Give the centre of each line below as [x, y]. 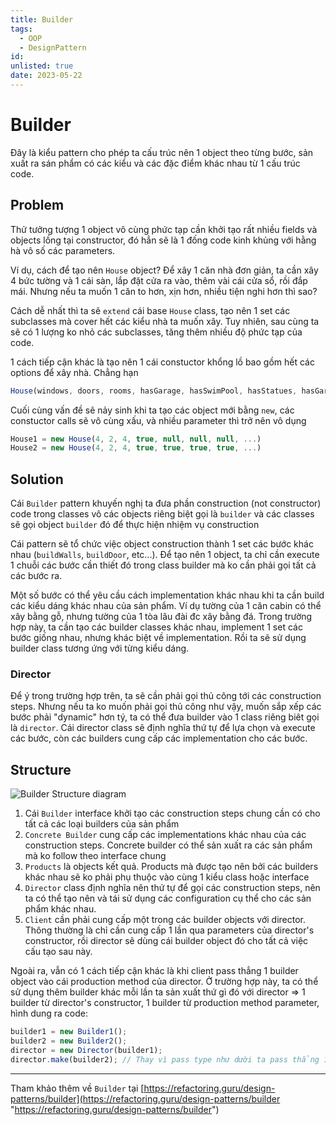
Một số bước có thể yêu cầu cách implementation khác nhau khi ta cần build [167, 595]
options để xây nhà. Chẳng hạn [74, 372]
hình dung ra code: [49, 1013]
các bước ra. [36, 576]
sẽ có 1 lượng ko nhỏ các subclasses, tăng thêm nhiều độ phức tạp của [156, 332]
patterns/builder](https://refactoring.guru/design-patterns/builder [145, 1098]
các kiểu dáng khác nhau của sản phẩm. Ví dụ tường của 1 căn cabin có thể [166, 606]
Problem [37, 205]
